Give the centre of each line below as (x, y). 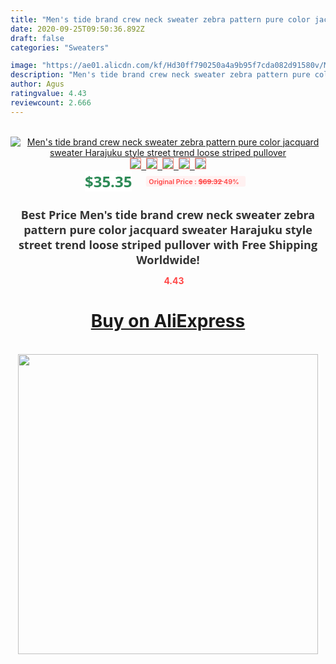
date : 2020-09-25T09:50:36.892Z (77, 29)
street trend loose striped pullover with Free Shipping (168, 244)
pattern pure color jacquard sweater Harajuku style (168, 229)
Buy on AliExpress (168, 321)
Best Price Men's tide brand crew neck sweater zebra (168, 214)
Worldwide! (168, 259)
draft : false (37, 38)
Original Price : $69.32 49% (194, 181)
